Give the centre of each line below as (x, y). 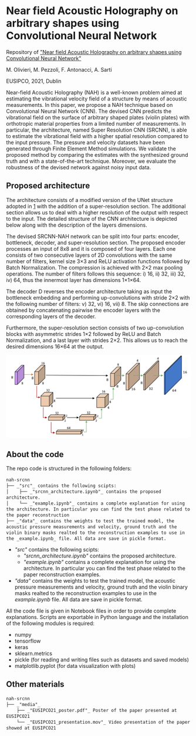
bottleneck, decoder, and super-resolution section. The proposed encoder (96, 243)
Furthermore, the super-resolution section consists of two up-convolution (95, 328)
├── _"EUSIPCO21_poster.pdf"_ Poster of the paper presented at (97, 710)
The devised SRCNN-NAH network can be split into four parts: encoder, (93, 236)
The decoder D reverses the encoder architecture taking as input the (89, 291)
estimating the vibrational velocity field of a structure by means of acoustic (97, 99)
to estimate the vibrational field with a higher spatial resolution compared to (97, 136)
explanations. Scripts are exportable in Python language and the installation (97, 617)
